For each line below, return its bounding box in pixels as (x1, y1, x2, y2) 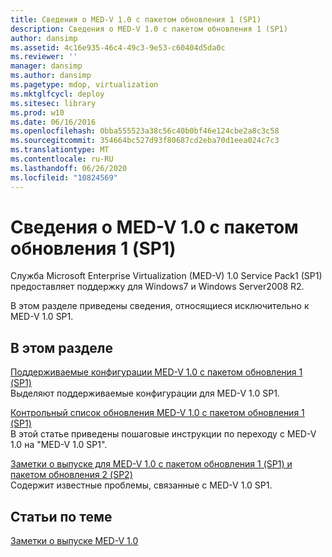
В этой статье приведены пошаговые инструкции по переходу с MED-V (10, 428, 317, 440)
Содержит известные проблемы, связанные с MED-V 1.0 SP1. (10, 479, 273, 491)
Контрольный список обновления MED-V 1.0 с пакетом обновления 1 (10, 407, 305, 419)
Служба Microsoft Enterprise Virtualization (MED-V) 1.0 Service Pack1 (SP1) (10, 270, 323, 282)
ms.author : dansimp (10, 71, 92, 81)
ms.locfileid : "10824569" (10, 172, 118, 183)
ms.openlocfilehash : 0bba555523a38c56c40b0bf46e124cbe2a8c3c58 (10, 126, 280, 136)
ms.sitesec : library (10, 98, 97, 108)
